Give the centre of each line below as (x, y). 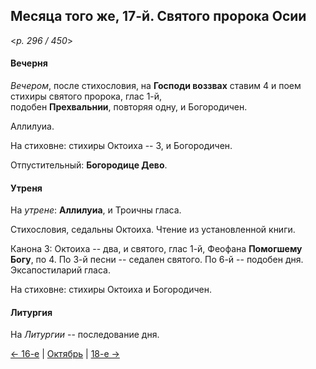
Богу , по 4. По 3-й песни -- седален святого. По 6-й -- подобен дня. (157, 260)
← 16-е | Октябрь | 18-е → (65, 354)
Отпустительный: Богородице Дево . (89, 165)
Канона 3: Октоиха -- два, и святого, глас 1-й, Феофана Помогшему (156, 249)
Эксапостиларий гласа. (60, 270)
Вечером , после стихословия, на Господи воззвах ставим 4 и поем (156, 86)
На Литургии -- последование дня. (85, 335)
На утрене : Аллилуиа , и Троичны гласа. (96, 210)
